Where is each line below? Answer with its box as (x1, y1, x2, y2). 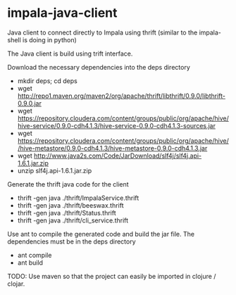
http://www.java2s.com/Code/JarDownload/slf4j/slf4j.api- (34, 151, 202, 160)
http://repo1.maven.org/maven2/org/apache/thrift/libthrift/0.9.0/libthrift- (17, 92, 225, 100)
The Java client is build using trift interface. (7, 49, 133, 58)
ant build (17, 258, 44, 267)
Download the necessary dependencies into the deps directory (7, 63, 190, 71)
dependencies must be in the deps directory (7, 237, 136, 246)
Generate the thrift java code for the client (7, 180, 129, 188)
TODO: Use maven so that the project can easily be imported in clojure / (7, 272, 216, 280)
